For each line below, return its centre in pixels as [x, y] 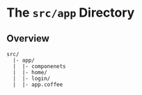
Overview [28, 38]
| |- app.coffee [38, 85]
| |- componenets [40, 67]
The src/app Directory [71, 13]
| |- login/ [32, 78]
